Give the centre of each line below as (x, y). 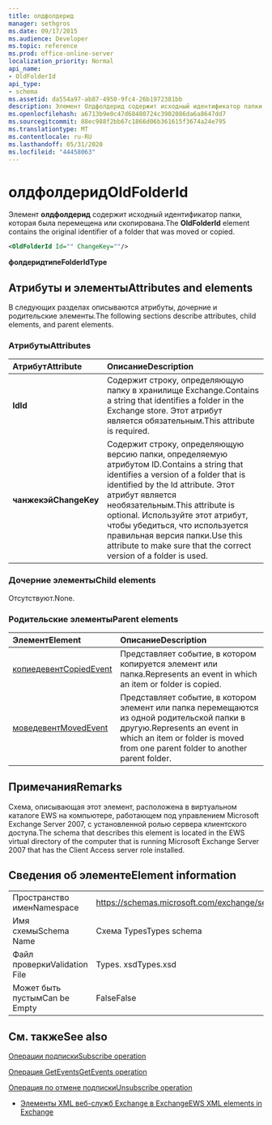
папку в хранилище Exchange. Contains (183, 391)
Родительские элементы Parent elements (93, 619)
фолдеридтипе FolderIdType (58, 262)
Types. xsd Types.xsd (136, 964)
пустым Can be (41, 997)
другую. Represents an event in (179, 728)
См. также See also (58, 1036)
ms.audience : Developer (49, 39)
